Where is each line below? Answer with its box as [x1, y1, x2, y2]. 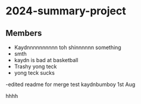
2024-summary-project [5, 4, 126, 18]
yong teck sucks [14, 69, 55, 76]
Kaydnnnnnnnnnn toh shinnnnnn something [14, 44, 121, 51]
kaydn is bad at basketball [14, 57, 79, 63]
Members [5, 28, 42, 38]
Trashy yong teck [14, 63, 57, 70]
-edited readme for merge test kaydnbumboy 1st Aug [5, 81, 136, 88]
